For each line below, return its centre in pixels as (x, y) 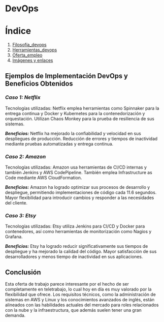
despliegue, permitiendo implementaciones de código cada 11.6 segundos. (81, 193)
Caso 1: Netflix (23, 97)
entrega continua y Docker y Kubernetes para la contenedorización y (75, 113)
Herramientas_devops (34, 50)
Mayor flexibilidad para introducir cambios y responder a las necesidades (80, 198)
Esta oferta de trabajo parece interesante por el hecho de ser (67, 284)
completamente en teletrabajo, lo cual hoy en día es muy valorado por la (78, 289)
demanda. (15, 316)
